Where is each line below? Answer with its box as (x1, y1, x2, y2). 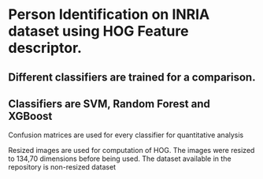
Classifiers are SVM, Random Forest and (8, 97, 210, 110)
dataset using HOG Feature (8, 22, 189, 40)
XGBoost (8, 109, 53, 123)
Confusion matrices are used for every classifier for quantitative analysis (8, 130, 244, 140)
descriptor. (8, 39, 83, 57)
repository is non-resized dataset (8, 162, 117, 172)
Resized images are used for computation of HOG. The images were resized (8, 146, 255, 155)
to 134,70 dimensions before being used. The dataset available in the (8, 154, 232, 163)
